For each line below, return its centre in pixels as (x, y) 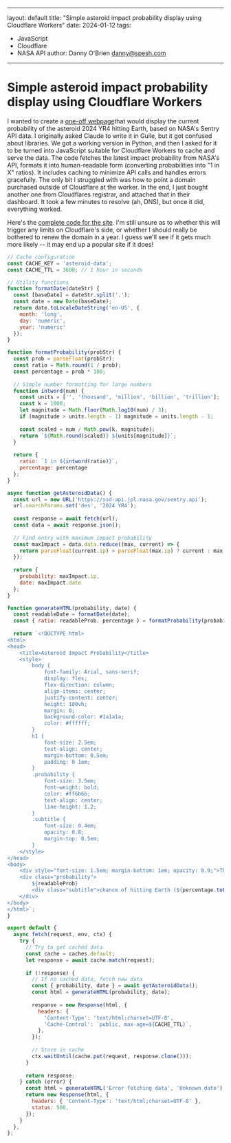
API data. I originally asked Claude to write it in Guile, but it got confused (110, 136)
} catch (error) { (46, 1082)
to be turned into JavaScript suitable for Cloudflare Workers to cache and (111, 150)
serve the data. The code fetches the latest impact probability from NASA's (113, 158)
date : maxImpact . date (50, 583)
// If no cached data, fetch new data (87, 980)
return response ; (50, 1075)
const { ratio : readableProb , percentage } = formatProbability (107, 621)
